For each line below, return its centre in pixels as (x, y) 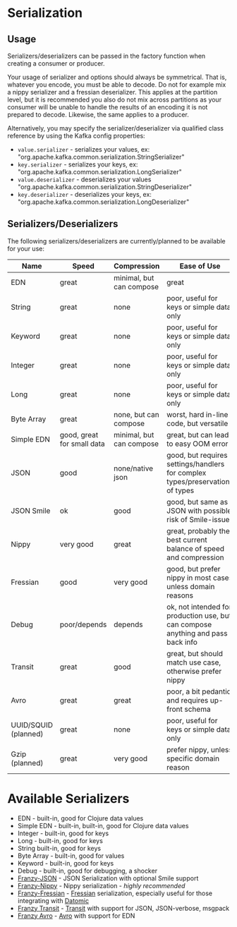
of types (181, 490)
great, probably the (199, 531)
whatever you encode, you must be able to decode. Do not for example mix (117, 85)
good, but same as (197, 502)
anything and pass (197, 633)
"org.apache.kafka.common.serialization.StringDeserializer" (105, 187)
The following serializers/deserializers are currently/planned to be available (116, 241)
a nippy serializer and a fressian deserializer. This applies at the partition (113, 92)
